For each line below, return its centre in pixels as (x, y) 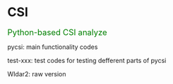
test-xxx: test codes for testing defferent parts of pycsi (87, 60)
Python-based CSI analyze (57, 32)
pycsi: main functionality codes (53, 47)
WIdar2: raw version (37, 73)
